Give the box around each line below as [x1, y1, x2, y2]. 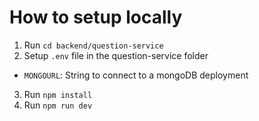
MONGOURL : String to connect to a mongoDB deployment [23, 69, 249, 81]
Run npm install [23, 88, 93, 100]
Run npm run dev [23, 99, 93, 111]
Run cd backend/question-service [23, 39, 164, 51]
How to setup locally [9, 6, 183, 29]
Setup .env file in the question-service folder [23, 49, 209, 61]
